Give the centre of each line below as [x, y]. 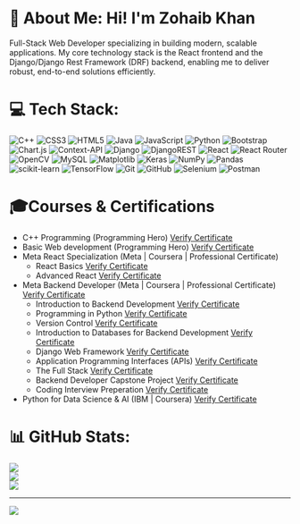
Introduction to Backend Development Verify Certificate [137, 304]
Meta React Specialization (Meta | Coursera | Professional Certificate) [150, 256]
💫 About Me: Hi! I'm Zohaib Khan [133, 18]
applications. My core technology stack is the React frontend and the [136, 52]
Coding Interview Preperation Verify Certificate [122, 389]
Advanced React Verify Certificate [98, 275]
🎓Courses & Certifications [112, 207]
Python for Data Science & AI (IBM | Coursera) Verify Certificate [139, 399]
